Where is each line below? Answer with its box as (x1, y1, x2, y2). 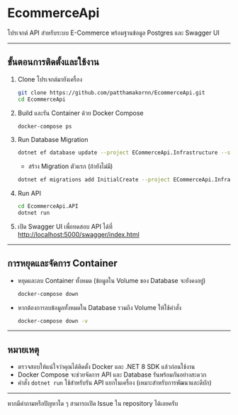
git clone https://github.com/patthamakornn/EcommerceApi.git (17, 89, 205, 96)
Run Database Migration (17, 135, 89, 144)
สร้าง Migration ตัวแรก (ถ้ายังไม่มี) (28, 162, 113, 171)
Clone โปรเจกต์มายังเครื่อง (17, 74, 83, 83)
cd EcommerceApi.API (17, 203, 79, 210)
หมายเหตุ (7, 343, 40, 355)
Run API (17, 189, 41, 198)
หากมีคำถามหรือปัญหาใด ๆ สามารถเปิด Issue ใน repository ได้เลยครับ (7, 399, 178, 408)
